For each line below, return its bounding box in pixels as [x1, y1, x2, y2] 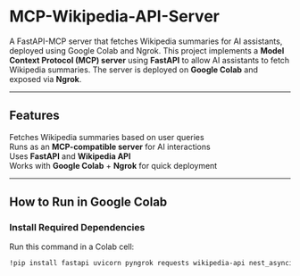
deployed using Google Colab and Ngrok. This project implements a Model [9, 45, 285, 55]
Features [9, 108, 60, 123]
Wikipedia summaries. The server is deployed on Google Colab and [9, 64, 259, 75]
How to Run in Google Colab [9, 195, 168, 210]
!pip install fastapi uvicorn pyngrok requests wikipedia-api [9, 259, 246, 268]
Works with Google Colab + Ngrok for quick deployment [9, 160, 218, 171]
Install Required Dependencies [9, 222, 146, 234]
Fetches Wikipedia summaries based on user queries [9, 131, 204, 142]
